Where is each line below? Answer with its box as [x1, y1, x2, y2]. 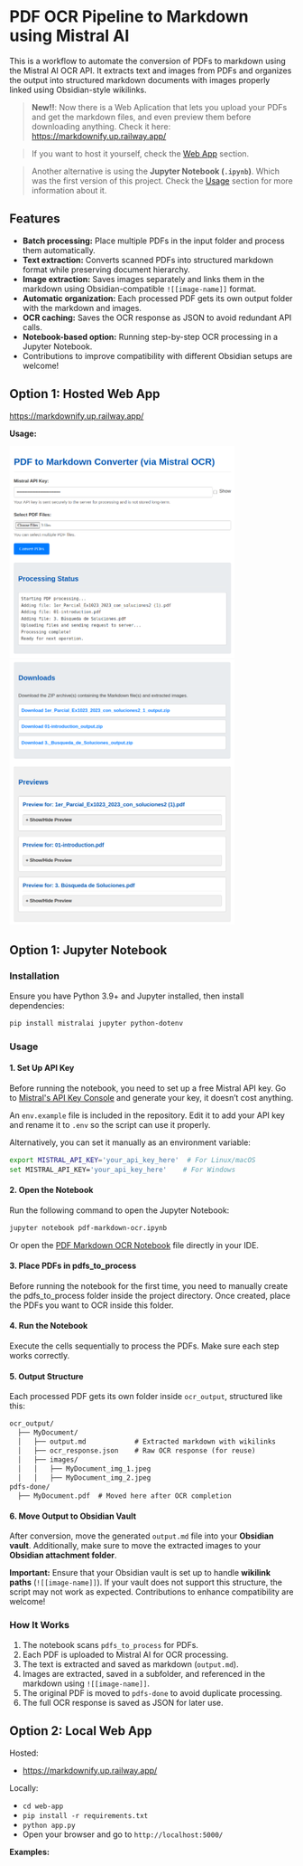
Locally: [9, 1782, 39, 1793]
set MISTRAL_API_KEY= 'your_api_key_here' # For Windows [9, 1165, 236, 1174]
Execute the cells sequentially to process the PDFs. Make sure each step [9, 1340, 280, 1351]
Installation [9, 970, 60, 982]
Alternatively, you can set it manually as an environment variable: [9, 1137, 251, 1148]
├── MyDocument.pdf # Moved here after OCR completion [17, 1492, 232, 1501]
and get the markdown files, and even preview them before [31, 111, 252, 122]
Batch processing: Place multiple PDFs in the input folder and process [22, 235, 286, 246]
